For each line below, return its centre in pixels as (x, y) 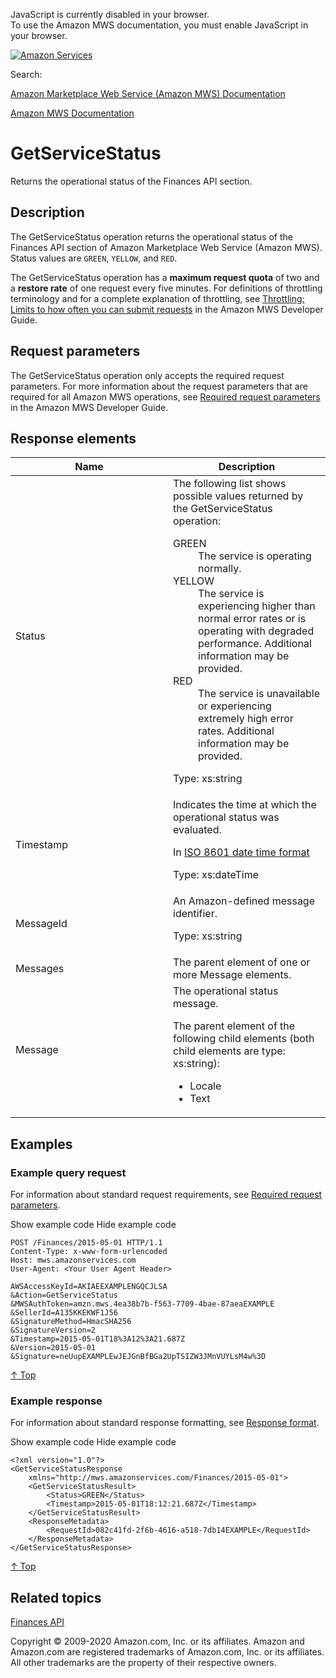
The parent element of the (234, 1026)
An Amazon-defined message (244, 901)
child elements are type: (229, 1051)
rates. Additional (236, 731)
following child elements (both (244, 1039)
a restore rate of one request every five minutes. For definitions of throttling (166, 288)
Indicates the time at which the (245, 805)
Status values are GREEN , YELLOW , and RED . (94, 258)
